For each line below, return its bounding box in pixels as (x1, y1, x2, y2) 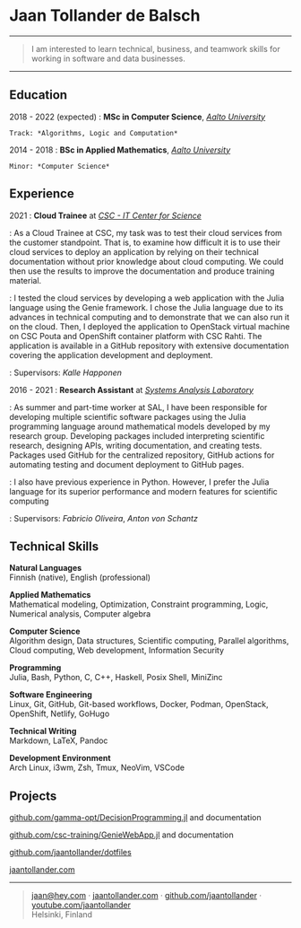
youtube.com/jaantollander (30, 899, 132, 911)
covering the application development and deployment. (9, 349, 213, 360)
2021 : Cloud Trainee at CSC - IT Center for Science (9, 210, 202, 221)
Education (9, 87, 68, 103)
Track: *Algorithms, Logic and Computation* (9, 128, 178, 137)
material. (9, 275, 42, 285)
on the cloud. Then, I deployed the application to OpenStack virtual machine (9, 320, 290, 332)
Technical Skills (9, 538, 99, 554)
